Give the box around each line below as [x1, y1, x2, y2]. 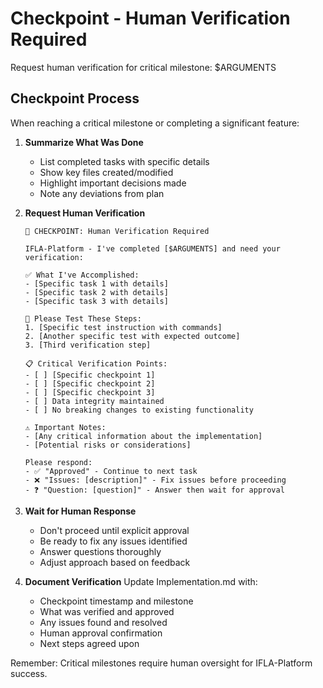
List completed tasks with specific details [39, 155, 210, 167]
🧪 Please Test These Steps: [24, 313, 142, 324]
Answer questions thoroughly [39, 545, 162, 557]
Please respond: [24, 457, 93, 467]
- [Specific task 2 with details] [24, 287, 169, 297]
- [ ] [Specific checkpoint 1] [24, 370, 156, 380]
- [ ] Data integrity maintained [24, 396, 165, 406]
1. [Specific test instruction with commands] [24, 322, 223, 332]
